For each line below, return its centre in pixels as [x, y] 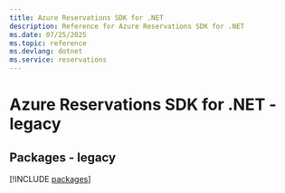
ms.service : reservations [58, 60]
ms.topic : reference [48, 43]
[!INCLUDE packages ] [50, 179]
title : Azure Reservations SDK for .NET [87, 18]
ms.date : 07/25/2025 [48, 34]
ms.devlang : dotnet [46, 52]
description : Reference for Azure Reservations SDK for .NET [127, 26]
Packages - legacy [62, 157]
